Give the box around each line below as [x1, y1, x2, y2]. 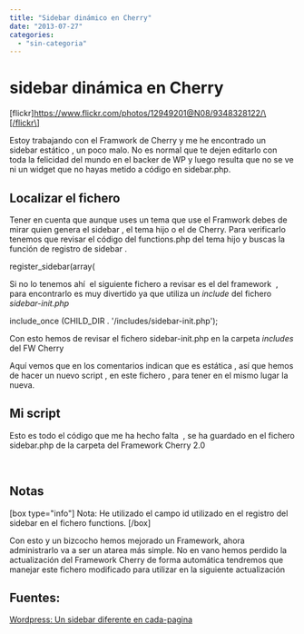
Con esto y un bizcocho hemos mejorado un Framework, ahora [9, 535, 245, 546]
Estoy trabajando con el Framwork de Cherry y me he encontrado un [9, 135, 266, 146]
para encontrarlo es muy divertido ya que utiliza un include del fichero [9, 288, 272, 299]
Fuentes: [9, 590, 61, 606]
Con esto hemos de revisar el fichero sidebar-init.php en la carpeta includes [9, 333, 294, 343]
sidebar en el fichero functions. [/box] [9, 517, 152, 528]
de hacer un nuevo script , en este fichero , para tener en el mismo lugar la [9, 370, 289, 381]
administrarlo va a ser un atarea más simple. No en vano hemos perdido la [9, 544, 288, 555]
